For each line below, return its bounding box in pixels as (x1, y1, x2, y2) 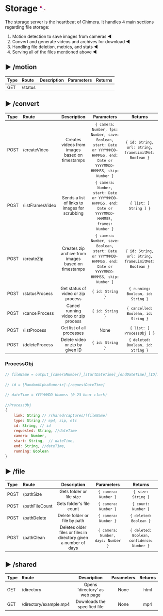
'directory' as (77, 587, 104, 593)
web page (81, 592, 101, 598)
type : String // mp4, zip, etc (14, 418, 77, 423)
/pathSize (22, 491, 42, 497)
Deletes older (60, 524, 87, 530)
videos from (61, 142, 86, 147)
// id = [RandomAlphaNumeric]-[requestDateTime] (5, 382, 105, 387)
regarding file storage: (5, 24, 49, 30)
